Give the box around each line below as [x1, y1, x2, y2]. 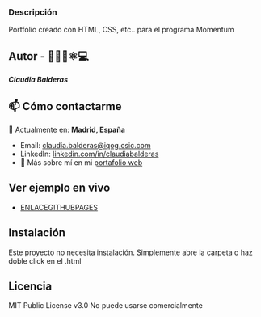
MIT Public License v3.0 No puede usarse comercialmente [8, 301, 204, 311]
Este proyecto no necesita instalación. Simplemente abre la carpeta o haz [8, 247, 253, 257]
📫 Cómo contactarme [8, 99, 123, 113]
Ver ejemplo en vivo [8, 181, 111, 195]
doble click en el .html [8, 256, 82, 265]
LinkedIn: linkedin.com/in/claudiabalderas [19, 149, 159, 158]
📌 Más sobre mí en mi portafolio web [19, 157, 143, 167]
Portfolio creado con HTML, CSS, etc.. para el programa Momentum [8, 25, 234, 35]
